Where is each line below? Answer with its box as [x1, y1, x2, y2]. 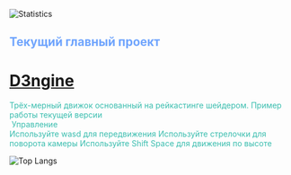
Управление [11, 119, 58, 130]
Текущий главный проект [9, 34, 161, 49]
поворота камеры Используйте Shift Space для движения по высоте [9, 138, 272, 149]
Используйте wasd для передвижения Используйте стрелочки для [9, 128, 267, 139]
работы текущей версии [9, 109, 103, 120]
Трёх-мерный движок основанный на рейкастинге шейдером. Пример [9, 100, 282, 111]
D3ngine [9, 70, 75, 91]
